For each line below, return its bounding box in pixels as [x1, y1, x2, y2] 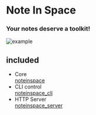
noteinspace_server [14, 102, 63, 109]
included [6, 55, 39, 65]
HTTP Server [14, 96, 47, 103]
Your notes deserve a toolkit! [6, 25, 90, 33]
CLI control [14, 83, 42, 90]
